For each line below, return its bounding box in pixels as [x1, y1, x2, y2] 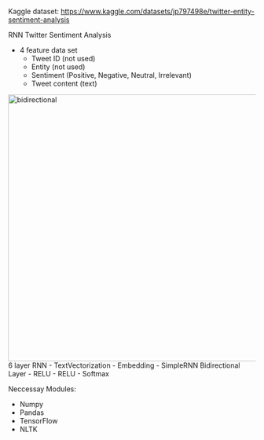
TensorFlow [19, 416, 58, 425]
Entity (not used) [31, 62, 86, 71]
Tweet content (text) [31, 79, 97, 88]
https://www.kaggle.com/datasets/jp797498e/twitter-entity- [60, 7, 255, 16]
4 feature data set [19, 46, 78, 54]
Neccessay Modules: [8, 384, 76, 394]
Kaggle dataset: [8, 7, 60, 16]
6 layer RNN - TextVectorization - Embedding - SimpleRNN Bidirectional [8, 361, 241, 370]
